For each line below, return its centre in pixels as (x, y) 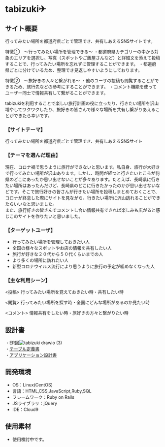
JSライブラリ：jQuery (35, 403)
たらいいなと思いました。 (31, 204)
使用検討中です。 (29, 439)
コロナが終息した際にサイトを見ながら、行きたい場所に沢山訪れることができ (83, 197)
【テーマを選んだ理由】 (33, 155)
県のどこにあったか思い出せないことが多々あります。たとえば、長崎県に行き (82, 179)
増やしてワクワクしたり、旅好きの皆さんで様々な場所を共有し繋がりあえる (80, 110)
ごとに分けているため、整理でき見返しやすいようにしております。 (76, 70)
